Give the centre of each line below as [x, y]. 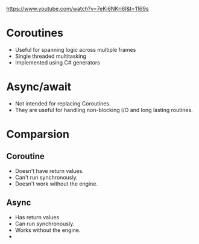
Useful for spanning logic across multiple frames [75, 49]
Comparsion [38, 134]
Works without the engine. [48, 230]
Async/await [39, 87]
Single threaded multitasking [50, 56]
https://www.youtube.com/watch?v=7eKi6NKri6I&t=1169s [77, 9]
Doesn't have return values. [49, 170]
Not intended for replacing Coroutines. [63, 103]
